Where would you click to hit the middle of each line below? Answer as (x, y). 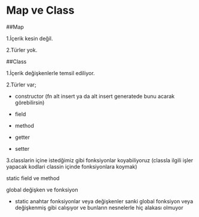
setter (22, 148)
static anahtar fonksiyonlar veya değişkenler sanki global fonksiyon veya (104, 201)
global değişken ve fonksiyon (42, 190)
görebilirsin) (30, 103)
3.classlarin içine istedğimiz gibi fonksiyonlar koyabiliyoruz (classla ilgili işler (99, 160)
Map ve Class (40, 10)
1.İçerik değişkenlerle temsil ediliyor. (50, 73)
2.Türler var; (22, 85)
